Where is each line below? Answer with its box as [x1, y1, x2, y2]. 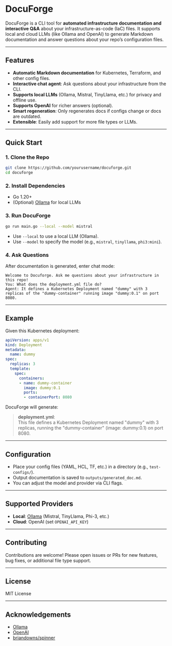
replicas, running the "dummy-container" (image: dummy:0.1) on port [17, 425, 164, 431]
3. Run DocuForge [5, 212, 51, 219]
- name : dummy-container [18, 380, 72, 386]
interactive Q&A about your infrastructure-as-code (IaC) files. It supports [5, 25, 160, 31]
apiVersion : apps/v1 [5, 337, 50, 342]
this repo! [5, 277, 29, 282]
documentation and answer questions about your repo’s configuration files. [5, 36, 164, 43]
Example [5, 314, 34, 323]
